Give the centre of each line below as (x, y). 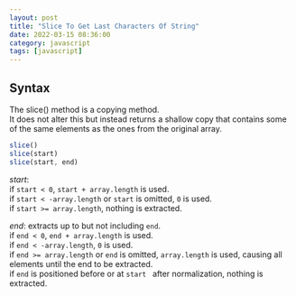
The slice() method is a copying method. (84, 109)
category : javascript (50, 43)
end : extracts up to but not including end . (85, 226)
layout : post (34, 18)
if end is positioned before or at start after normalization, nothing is (136, 273)
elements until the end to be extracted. (81, 264)
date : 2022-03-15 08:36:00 (60, 34)
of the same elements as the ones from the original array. (116, 128)
